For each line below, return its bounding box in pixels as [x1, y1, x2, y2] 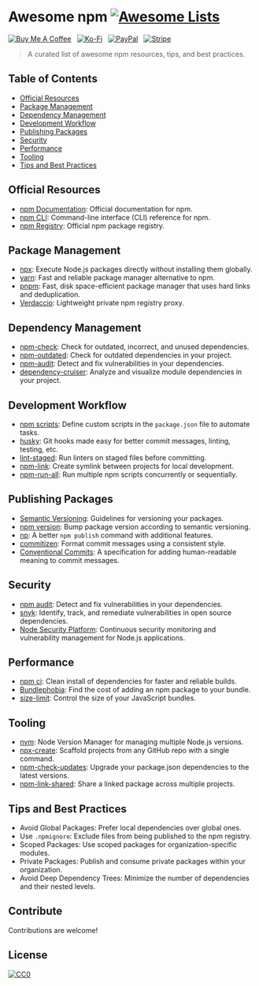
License [8, 948, 48, 962]
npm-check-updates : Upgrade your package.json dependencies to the [19, 763, 250, 772]
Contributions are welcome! [8, 925, 98, 935]
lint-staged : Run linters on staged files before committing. [19, 453, 207, 462]
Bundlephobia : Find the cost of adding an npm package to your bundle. [19, 685, 251, 695]
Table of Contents [8, 72, 98, 86]
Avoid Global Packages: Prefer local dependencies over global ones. [19, 823, 242, 833]
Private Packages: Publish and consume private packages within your [19, 857, 246, 866]
